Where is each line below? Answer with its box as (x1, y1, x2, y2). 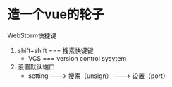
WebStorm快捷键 (7, 31, 57, 40)
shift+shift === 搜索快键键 (17, 46, 94, 54)
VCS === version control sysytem (27, 54, 127, 62)
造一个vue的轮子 (7, 6, 104, 23)
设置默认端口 (17, 62, 55, 71)
